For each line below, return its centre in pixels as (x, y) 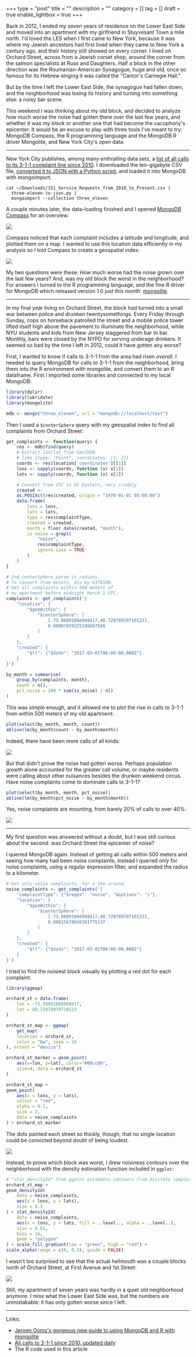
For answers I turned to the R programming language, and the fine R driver (95, 285)
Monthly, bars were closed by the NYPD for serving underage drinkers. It (94, 339)
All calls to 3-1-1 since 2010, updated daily (65, 1343)
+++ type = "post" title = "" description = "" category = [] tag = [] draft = (93, 8)
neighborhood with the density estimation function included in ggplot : (90, 1169)
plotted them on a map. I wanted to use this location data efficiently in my (94, 244)
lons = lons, (43, 507)
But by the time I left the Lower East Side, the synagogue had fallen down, (95, 87)
